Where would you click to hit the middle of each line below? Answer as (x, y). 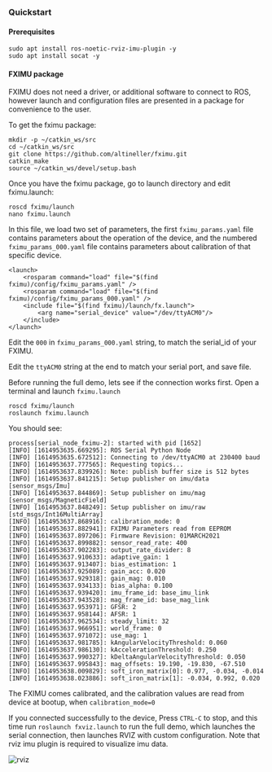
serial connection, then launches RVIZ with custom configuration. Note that (134, 735)
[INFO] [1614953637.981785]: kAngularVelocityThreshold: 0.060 (118, 643)
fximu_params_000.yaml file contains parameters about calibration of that (129, 247)
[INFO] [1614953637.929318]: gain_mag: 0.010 (87, 579)
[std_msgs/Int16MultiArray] (56, 515)
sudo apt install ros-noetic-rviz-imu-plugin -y (92, 49)
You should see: (35, 428)
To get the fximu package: (53, 125)
